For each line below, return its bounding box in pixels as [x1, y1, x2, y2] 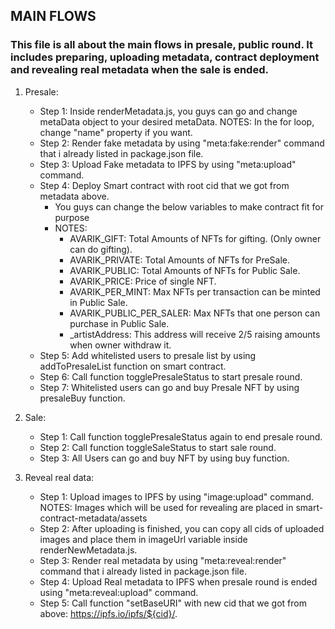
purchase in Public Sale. [69, 317, 170, 329]
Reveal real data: [24, 471, 95, 483]
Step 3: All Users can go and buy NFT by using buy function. [39, 452, 290, 464]
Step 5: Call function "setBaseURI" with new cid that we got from [39, 597, 307, 609]
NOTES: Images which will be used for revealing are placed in [39, 501, 294, 513]
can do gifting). [69, 243, 133, 255]
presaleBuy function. [39, 392, 126, 404]
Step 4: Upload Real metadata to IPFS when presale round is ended [39, 575, 318, 588]
